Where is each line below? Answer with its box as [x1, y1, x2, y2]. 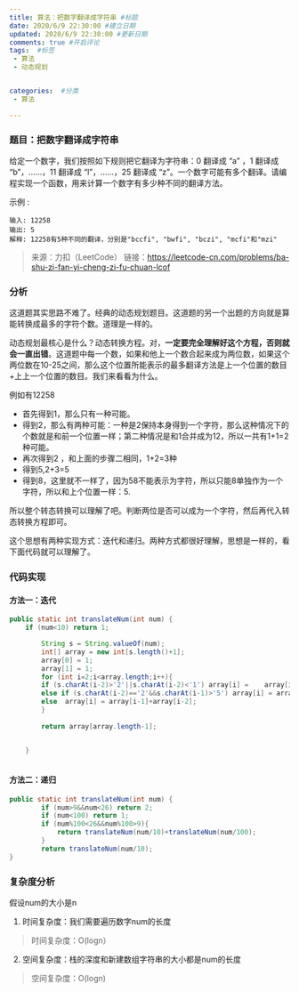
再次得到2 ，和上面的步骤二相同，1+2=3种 [21, 453, 178, 464]
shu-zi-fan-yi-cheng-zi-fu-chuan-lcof [30, 262, 171, 272]
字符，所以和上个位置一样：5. [21, 487, 131, 497]
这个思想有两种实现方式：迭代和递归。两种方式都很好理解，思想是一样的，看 [9, 536, 290, 546]
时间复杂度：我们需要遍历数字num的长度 [21, 915, 172, 926]
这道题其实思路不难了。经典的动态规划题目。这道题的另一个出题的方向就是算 [9, 308, 290, 319]
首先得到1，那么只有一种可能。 [21, 408, 135, 419]
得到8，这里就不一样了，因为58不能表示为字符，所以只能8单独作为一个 [21, 475, 284, 486]
